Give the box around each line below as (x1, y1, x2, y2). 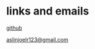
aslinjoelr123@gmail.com (6, 36, 68, 43)
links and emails (6, 4, 90, 18)
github (6, 24, 22, 31)
